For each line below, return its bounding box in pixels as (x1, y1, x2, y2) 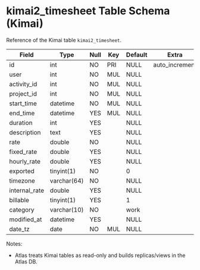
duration (9, 118, 33, 127)
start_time (9, 99, 37, 108)
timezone (9, 177, 36, 185)
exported (9, 167, 35, 175)
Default (126, 51, 148, 59)
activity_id (9, 80, 37, 88)
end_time (9, 109, 35, 117)
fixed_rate (9, 147, 37, 156)
